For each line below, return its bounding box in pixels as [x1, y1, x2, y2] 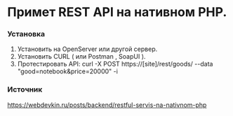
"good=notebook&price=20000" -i [17, 67, 118, 75]
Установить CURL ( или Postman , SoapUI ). [17, 52, 146, 61]
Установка [7, 29, 46, 39]
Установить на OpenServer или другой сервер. [17, 45, 158, 53]
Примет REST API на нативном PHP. [7, 4, 227, 20]
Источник [7, 85, 43, 94]
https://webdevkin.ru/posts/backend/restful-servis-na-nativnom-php [7, 101, 207, 109]
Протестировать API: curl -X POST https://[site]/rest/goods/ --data [17, 60, 213, 68]
